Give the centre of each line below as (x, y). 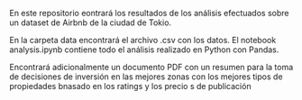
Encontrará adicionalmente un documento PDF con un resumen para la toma (151, 67)
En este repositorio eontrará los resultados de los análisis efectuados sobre (149, 13)
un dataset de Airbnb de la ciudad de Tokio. (91, 23)
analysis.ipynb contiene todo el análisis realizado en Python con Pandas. (144, 50)
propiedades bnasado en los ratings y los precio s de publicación (130, 86)
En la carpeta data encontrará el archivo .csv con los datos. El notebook (143, 40)
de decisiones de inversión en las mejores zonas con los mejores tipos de (146, 77)
